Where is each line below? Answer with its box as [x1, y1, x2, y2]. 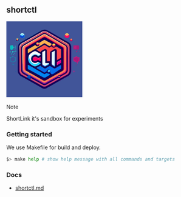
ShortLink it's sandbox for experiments [6, 115, 103, 122]
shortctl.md [15, 184, 44, 192]
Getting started [6, 130, 53, 138]
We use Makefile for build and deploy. [6, 144, 101, 151]
